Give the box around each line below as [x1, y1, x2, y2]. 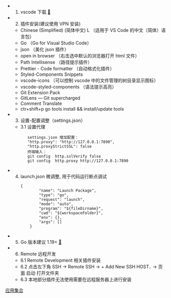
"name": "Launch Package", [38, 188, 96, 193]
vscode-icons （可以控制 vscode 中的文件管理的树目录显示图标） [20, 77, 159, 83]
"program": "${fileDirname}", [38, 206, 103, 211]
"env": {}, [38, 215, 62, 220]
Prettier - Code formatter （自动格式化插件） [20, 66, 115, 72]
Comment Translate [20, 100, 62, 107]
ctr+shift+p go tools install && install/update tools [20, 106, 124, 112]
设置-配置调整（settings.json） [20, 117, 85, 123]
